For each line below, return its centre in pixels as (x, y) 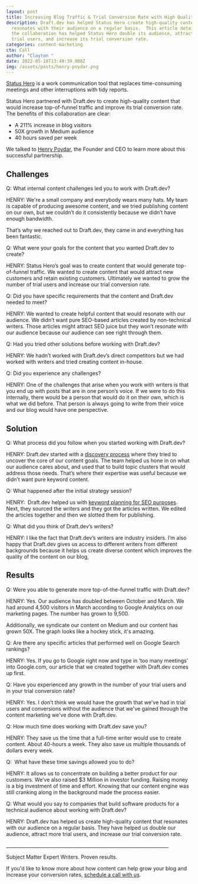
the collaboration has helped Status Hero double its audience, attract (103, 34)
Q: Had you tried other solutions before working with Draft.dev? (83, 344)
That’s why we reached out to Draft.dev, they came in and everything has (95, 230)
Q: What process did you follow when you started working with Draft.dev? (96, 443)
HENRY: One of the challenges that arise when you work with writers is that (98, 385)
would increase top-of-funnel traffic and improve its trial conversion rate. (95, 108)
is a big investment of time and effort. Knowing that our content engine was (98, 786)
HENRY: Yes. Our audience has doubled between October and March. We (95, 601)
